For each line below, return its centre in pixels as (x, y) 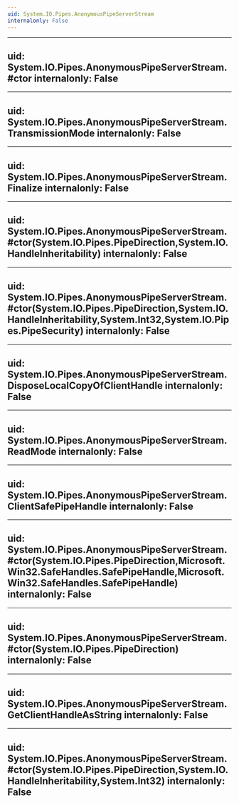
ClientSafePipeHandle (57, 506)
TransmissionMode (51, 133)
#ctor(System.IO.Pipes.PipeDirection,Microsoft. (116, 561)
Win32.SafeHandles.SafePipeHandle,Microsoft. (116, 572)
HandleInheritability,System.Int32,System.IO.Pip (118, 320)
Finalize (25, 188)
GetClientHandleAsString (65, 715)
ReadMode (32, 451)
